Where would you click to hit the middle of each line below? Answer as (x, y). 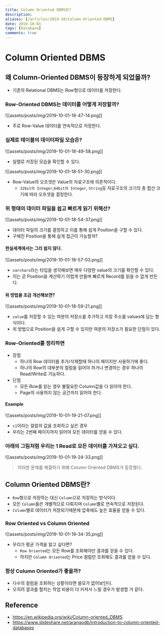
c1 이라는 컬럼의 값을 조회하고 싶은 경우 (50, 425)
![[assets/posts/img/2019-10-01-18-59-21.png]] (54, 306)
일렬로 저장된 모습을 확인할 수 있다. (46, 161)
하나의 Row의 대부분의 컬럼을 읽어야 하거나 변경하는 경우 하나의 (82, 368)
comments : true (21, 33)
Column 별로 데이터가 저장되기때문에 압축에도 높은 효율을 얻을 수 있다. (79, 510)
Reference (22, 605)
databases (23, 628)
